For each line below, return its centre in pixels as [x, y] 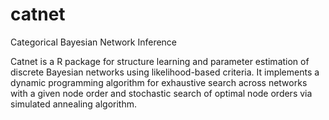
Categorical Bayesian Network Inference [94, 42]
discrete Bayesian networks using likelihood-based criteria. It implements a [165, 72]
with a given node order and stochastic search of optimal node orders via [161, 93]
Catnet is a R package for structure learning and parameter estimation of [160, 61]
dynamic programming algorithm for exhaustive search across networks [159, 82]
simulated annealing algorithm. [74, 104]
